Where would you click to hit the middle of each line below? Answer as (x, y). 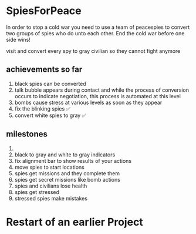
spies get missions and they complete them (67, 173)
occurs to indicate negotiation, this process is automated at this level (97, 96)
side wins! (18, 39)
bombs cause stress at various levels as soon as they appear (88, 102)
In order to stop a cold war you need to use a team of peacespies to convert (98, 27)
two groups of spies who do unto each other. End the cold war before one (95, 33)
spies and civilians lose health (51, 186)
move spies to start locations (50, 167)
